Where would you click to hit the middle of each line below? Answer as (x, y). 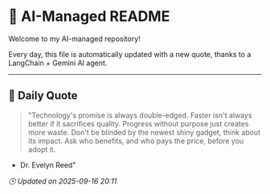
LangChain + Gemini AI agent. (58, 63)
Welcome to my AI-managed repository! (74, 39)
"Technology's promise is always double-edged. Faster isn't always (140, 115)
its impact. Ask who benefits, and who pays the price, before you (136, 141)
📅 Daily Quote (43, 96)
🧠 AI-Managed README (89, 17)
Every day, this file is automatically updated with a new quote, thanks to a (130, 54)
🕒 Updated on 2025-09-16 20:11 (63, 181)
